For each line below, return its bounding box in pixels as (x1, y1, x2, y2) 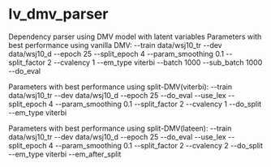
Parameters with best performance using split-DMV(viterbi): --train (8, 82, 233, 92)
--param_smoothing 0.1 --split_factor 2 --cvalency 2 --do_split (55, 140, 264, 150)
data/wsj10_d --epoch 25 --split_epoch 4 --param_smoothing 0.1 (8, 49, 225, 58)
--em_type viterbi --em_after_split (8, 149, 122, 159)
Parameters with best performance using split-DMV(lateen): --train (8, 123, 232, 133)
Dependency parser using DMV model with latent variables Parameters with (8, 32, 262, 41)
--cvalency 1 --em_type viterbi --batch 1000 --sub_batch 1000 (54, 58, 263, 67)
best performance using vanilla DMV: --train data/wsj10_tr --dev (8, 40, 222, 49)
